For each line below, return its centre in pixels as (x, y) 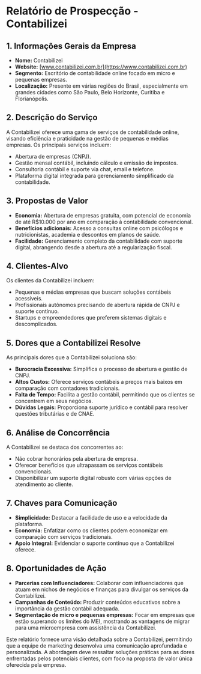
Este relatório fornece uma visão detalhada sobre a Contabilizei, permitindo (99, 639)
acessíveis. (29, 299)
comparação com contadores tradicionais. (67, 388)
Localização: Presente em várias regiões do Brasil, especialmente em (101, 86)
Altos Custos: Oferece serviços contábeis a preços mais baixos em (99, 382)
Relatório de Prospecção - (73, 11)
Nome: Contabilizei (39, 60)
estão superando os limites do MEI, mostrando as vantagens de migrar (102, 621)
